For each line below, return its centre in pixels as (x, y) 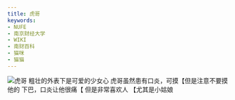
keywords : (22, 20)
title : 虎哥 (24, 14)
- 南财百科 (21, 46)
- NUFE (17, 27)
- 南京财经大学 (26, 33)
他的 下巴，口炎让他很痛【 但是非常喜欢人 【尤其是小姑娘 (90, 89)
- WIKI (17, 40)
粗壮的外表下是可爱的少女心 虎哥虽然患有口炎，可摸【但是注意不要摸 (128, 80)
